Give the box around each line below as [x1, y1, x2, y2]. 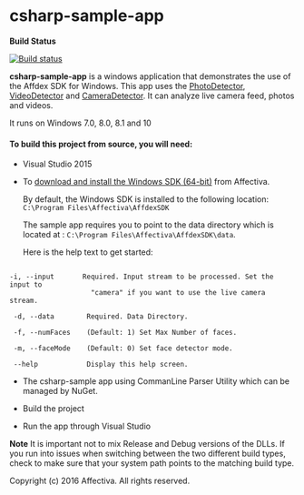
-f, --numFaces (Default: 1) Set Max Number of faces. [13, 328, 238, 338]
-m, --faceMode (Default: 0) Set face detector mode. [13, 344, 233, 353]
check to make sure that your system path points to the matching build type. [9, 458, 295, 469]
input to [9, 280, 43, 289]
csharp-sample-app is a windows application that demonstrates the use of [9, 70, 291, 82]
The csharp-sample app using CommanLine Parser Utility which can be [22, 376, 290, 387]
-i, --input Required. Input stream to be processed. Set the [9, 272, 274, 282]
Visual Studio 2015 [22, 158, 93, 169]
